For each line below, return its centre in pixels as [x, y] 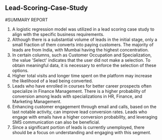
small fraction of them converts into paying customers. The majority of [83, 44]
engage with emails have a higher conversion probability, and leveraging [85, 117]
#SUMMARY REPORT [27, 19]
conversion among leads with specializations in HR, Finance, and [77, 96]
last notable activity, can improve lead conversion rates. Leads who [80, 112]
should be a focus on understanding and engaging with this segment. [82, 132]
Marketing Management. [37, 101]
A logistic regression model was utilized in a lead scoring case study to [83, 29]
